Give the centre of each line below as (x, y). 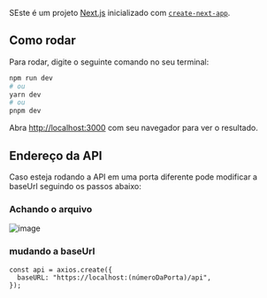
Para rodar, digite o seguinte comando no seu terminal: (109, 62)
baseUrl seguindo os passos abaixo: (75, 186)
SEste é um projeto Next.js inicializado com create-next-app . (120, 13)
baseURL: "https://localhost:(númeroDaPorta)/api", (114, 278)
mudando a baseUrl (52, 251)
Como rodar (43, 40)
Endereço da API (56, 155)
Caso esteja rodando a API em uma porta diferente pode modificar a (133, 177)
